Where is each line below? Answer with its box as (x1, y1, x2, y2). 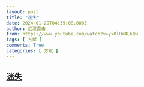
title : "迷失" (6, 14, 40, 20)
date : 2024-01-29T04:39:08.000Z (6, 20, 87, 26)
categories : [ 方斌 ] (6, 48, 59, 54)
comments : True (6, 43, 44, 49)
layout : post (6, 8, 39, 15)
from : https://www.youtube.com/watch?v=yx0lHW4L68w (6, 31, 138, 37)
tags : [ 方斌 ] (6, 37, 43, 43)
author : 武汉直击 (6, 25, 46, 32)
